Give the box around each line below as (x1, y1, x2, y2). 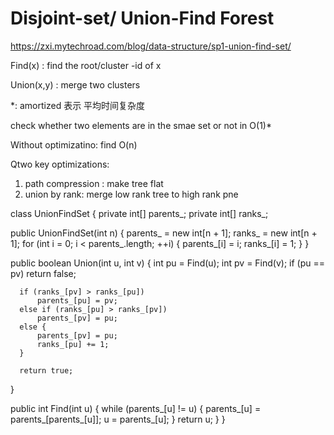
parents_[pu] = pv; (36, 295, 118, 306)
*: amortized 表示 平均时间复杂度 (10, 99, 146, 111)
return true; (19, 365, 74, 376)
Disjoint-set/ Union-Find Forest (10, 7, 275, 30)
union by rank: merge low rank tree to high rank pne (24, 188, 239, 200)
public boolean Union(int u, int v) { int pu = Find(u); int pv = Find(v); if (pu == (10, 257, 326, 269)
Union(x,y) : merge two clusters (10, 78, 141, 91)
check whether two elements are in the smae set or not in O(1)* (10, 119, 272, 131)
